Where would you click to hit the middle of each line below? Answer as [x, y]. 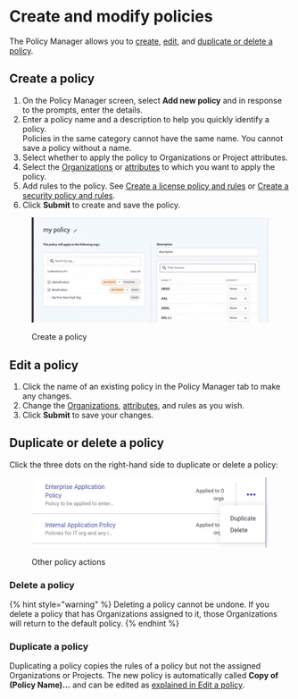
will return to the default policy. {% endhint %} [95, 624]
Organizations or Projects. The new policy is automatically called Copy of [144, 676]
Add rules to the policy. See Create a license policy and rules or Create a [155, 186]
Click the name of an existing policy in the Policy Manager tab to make [151, 387]
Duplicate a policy [49, 646]
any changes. [47, 396]
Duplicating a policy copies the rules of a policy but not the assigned [135, 666]
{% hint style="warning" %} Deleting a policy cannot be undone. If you [139, 604]
